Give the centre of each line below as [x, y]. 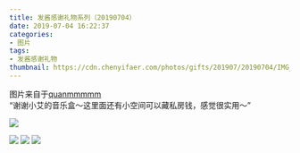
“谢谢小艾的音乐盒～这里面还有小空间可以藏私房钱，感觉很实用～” [130, 105]
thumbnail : [29, 68]
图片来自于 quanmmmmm [55, 94]
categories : [31, 34]
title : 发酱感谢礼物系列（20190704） [73, 17]
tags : [19, 51]
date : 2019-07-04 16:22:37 [59, 26]
